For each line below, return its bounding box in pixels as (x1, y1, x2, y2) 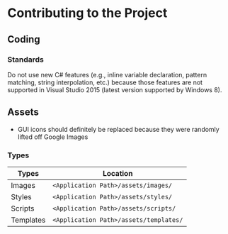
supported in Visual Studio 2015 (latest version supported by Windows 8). (7, 85, 222, 94)
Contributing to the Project (7, 5, 168, 21)
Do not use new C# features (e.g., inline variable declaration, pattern (7, 70, 207, 79)
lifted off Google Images (17, 133, 89, 141)
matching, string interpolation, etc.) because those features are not (7, 78, 203, 87)
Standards (7, 55, 45, 65)
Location (102, 168, 133, 178)
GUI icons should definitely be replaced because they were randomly (17, 125, 220, 133)
